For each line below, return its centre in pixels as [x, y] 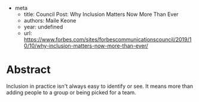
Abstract [28, 70]
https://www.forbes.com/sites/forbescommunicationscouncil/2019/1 [108, 39]
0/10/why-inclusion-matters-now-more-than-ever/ [86, 46]
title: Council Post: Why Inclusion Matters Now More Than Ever [101, 14]
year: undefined [43, 27]
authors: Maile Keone [50, 20]
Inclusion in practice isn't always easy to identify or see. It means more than [99, 86]
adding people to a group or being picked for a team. [71, 92]
